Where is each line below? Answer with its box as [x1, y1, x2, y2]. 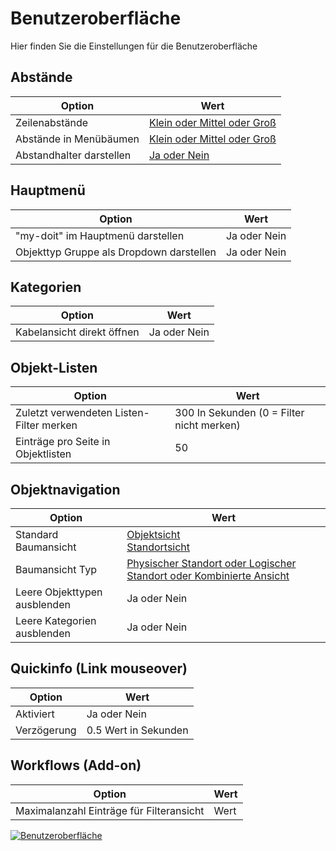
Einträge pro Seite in [15, 435, 111, 449]
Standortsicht [126, 540, 191, 554]
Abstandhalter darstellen [15, 148, 132, 162]
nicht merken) [174, 418, 241, 432]
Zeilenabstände [15, 115, 89, 129]
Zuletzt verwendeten [15, 406, 113, 420]
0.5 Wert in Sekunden [86, 723, 189, 737]
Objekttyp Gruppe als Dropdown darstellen [15, 245, 217, 259]
